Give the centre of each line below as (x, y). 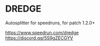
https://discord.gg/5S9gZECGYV (39, 38)
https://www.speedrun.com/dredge (42, 32)
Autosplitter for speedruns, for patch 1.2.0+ (50, 23)
